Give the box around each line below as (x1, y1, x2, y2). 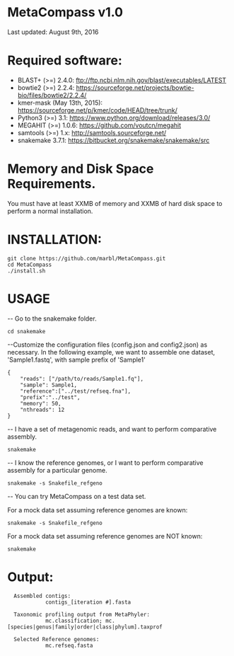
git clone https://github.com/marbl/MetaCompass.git (7, 255, 166, 262)
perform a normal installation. (7, 207, 93, 215)
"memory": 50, (20, 400, 62, 407)
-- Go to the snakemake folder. (7, 314, 97, 323)
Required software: (7, 52, 122, 69)
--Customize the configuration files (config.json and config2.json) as (7, 340, 208, 349)
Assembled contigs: (13, 592, 71, 599)
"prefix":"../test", (20, 393, 81, 401)
